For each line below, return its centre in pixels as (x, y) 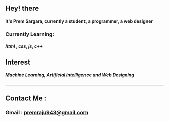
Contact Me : (26, 99)
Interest (18, 62)
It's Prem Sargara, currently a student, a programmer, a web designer (79, 21)
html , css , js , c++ (24, 46)
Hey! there (22, 8)
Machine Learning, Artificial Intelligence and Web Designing (70, 75)
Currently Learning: (30, 34)
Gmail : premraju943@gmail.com (47, 113)
